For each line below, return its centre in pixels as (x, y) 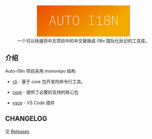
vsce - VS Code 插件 (34, 103)
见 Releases (17, 131)
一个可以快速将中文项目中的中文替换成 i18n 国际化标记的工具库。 (83, 41)
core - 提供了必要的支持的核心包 (45, 92)
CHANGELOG (26, 119)
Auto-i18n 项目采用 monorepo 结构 (40, 71)
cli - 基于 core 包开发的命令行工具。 (49, 81)
